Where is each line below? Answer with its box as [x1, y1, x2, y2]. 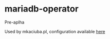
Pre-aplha [4, 19, 25, 25]
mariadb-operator [4, 3, 79, 14]
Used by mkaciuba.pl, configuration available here [4, 28, 106, 34]
